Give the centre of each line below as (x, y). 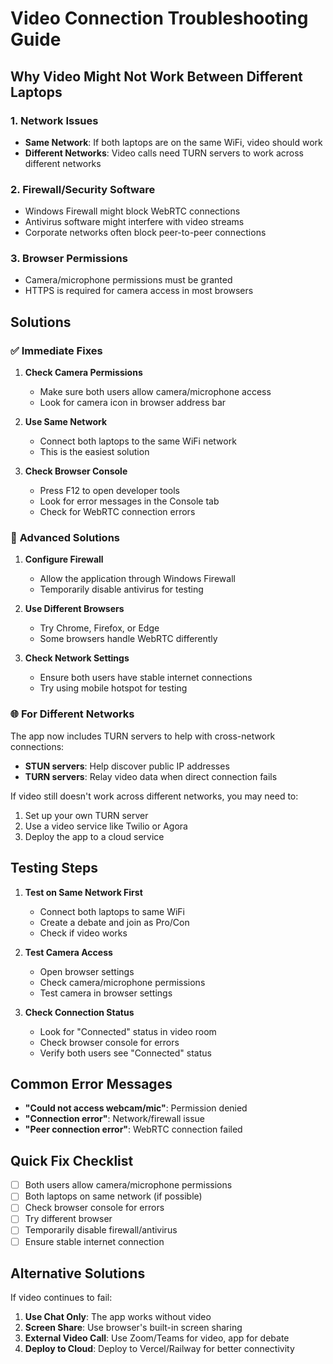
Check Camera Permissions (83, 373)
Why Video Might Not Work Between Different (156, 76)
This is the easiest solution (94, 452)
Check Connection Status (79, 1012)
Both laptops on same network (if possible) (113, 1196)
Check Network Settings (77, 658)
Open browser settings (87, 971)
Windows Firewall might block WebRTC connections (132, 211)
